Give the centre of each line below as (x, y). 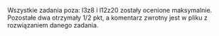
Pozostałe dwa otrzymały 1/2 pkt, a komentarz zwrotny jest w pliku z (108, 18)
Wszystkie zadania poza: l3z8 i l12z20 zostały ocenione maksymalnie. (110, 10)
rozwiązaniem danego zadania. (53, 25)
